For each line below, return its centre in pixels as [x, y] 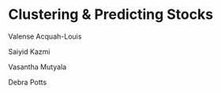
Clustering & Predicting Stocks [111, 15]
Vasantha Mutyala [37, 67]
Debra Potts [28, 82]
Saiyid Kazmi [29, 51]
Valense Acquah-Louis [45, 36]
